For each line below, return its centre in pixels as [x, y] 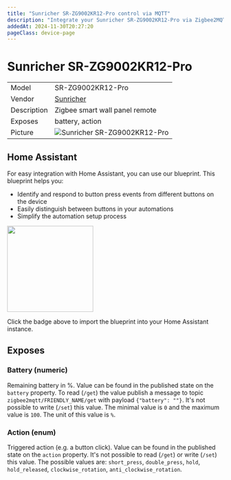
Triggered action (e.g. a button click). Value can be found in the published [111, 447]
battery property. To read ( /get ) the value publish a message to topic [106, 393]
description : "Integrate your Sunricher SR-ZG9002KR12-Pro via [100, 20]
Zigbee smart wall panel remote [106, 110]
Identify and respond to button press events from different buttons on [115, 194]
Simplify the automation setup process [72, 216]
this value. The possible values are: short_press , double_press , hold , [104, 461]
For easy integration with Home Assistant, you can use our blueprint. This [111, 174]
